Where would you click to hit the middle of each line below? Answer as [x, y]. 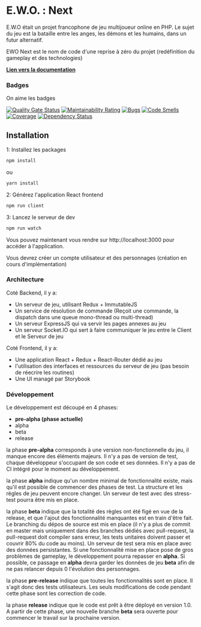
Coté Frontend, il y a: [32, 348]
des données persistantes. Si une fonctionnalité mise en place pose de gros [100, 550]
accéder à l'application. [35, 246]
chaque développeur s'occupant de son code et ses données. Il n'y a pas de [101, 463]
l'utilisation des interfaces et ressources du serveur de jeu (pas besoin [102, 366]
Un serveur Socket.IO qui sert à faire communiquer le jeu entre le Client [103, 330]
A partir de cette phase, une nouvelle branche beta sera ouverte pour [92, 611]
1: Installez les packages [36, 150]
